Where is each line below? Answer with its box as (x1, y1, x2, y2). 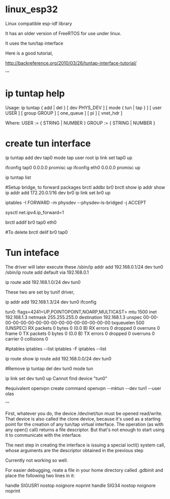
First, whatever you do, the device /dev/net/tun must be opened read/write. (5, 410, 163, 416)
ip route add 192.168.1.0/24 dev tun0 (5, 279, 81, 285)
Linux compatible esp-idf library (5, 20, 73, 27)
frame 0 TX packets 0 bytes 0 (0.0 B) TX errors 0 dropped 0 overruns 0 (5, 330, 155, 336)
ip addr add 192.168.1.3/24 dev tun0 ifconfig (5, 299, 96, 305)
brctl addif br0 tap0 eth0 (5, 219, 57, 225)
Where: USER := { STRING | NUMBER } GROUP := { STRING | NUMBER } (5, 120, 156, 126)
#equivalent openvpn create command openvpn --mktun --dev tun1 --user (5, 385, 161, 391)
